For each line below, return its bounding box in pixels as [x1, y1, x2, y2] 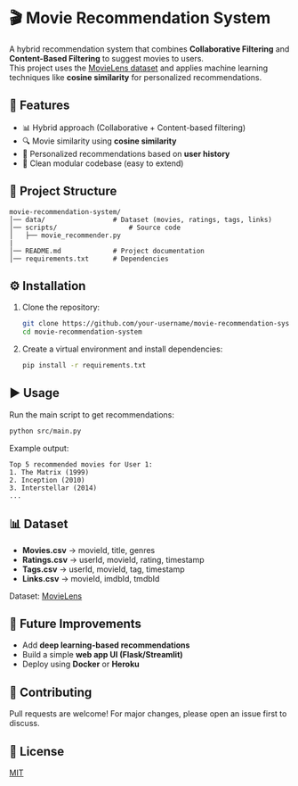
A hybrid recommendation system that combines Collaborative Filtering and [9, 43, 290, 54]
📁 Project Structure [9, 184, 117, 199]
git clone [21, 319, 60, 328]
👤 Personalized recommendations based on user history [21, 148, 230, 159]
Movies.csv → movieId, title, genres [21, 544, 156, 555]
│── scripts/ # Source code [9, 223, 181, 232]
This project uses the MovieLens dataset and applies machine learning [9, 62, 269, 73]
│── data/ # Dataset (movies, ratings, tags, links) [9, 215, 273, 224]
